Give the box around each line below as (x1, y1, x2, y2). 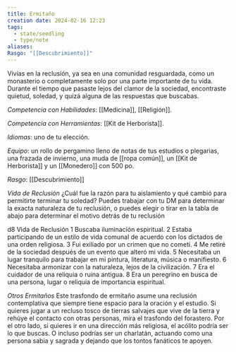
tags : (7, 23, 23, 30)
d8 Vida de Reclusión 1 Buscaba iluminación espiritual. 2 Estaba (7, 225, 192, 233)
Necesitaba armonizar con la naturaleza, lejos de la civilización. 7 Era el (7, 262, 215, 271)
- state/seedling (13, 30, 65, 37)
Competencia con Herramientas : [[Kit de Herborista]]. (7, 119, 164, 127)
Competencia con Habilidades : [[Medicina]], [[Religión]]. (7, 105, 173, 114)
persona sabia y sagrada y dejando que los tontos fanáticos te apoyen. (7, 336, 213, 345)
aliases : (7, 43, 33, 50)
